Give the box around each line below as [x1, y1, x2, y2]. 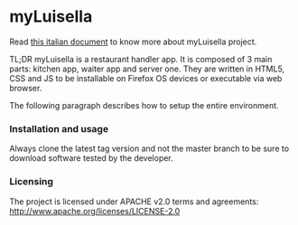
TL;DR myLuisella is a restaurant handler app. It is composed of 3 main [9, 53, 273, 64]
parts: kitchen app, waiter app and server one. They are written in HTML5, [9, 63, 285, 74]
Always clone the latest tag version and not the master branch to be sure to [9, 143, 290, 155]
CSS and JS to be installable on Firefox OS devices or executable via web [9, 72, 283, 83]
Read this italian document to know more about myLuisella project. [9, 36, 257, 47]
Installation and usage [9, 122, 109, 135]
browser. [9, 82, 42, 93]
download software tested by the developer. [9, 153, 173, 164]
